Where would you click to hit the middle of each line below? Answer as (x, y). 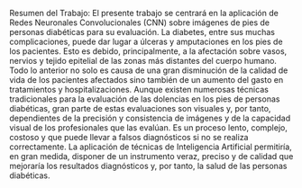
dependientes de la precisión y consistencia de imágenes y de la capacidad (150, 118)
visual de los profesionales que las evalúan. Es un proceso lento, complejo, (149, 128)
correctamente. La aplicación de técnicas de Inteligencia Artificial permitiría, (151, 147)
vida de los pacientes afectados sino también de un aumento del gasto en (146, 80)
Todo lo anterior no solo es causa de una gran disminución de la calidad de (149, 70)
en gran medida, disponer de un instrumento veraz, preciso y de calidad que (151, 156)
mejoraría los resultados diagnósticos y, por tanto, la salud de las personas (148, 166)
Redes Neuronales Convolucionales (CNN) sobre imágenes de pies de (140, 22)
